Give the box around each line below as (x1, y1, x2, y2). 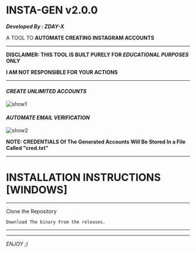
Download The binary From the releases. (6, 219, 106, 225)
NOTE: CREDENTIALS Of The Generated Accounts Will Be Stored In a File (6, 138, 185, 145)
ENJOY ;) (6, 241, 28, 248)
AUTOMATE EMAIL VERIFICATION (6, 114, 90, 121)
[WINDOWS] (6, 183, 68, 196)
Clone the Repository (6, 208, 57, 215)
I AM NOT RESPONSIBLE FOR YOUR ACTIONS (6, 69, 118, 76)
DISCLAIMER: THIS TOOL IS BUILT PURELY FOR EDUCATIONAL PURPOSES (6, 51, 189, 58)
